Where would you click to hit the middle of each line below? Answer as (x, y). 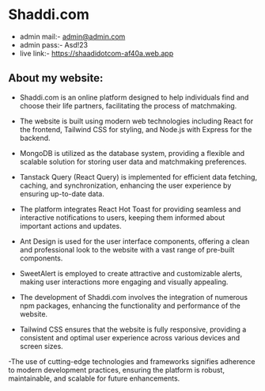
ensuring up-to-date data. (62, 194)
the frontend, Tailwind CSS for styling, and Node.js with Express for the (136, 129)
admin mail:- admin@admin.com (72, 36)
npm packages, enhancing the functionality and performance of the (130, 306)
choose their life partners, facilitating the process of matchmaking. (128, 105)
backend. (35, 138)
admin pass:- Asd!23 (54, 44)
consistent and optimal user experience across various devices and (130, 337)
